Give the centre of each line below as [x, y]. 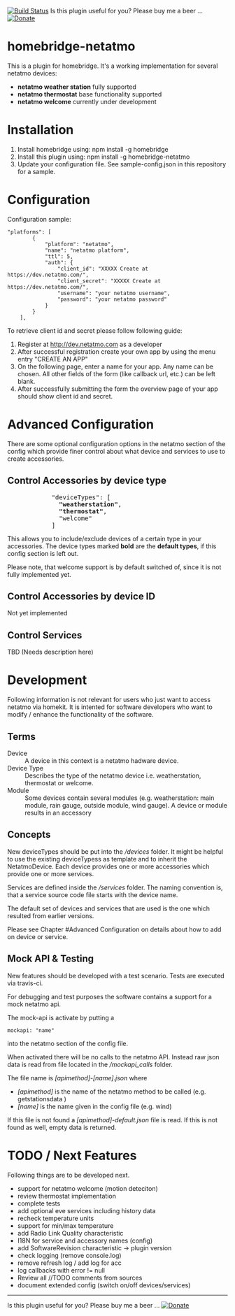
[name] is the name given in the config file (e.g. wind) [94, 1106]
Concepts [29, 835]
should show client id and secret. [65, 396]
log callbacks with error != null [61, 1270]
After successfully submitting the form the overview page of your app [117, 389]
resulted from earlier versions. [51, 915]
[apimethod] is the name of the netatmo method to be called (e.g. [112, 1092]
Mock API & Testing [51, 959]
